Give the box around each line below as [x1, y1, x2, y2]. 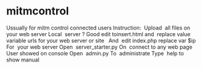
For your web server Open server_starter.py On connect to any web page [6, 43, 193, 51]
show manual [6, 56, 40, 63]
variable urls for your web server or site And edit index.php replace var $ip [6, 37, 196, 44]
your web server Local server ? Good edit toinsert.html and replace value [6, 30, 191, 37]
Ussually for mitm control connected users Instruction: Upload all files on [6, 24, 191, 31]
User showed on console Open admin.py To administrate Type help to [6, 49, 184, 57]
